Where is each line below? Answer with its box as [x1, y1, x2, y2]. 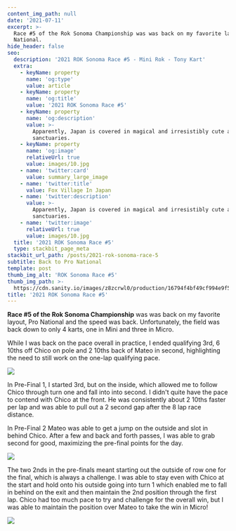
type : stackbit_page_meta [13, 245, 90, 253]
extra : [13, 63, 33, 70]
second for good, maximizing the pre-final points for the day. [7, 439, 184, 447]
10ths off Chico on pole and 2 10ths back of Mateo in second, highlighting [7, 346, 221, 355]
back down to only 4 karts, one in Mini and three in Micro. [7, 325, 174, 334]
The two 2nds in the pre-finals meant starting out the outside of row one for [7, 466, 227, 474]
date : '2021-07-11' [7, 17, 65, 24]
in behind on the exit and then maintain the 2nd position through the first [7, 488, 217, 497]
